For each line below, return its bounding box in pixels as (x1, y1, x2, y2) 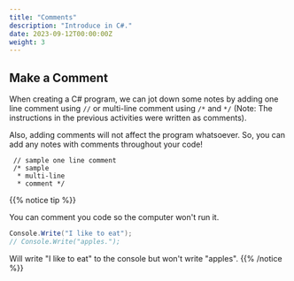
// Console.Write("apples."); (9, 237, 121, 246)
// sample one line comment (12, 156, 117, 165)
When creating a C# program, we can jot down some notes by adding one (9, 94, 279, 104)
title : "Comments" (9, 12, 77, 22)
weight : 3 (9, 37, 46, 47)
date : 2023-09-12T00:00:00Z (9, 29, 113, 38)
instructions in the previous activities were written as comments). (9, 112, 247, 124)
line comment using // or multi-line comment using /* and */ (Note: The (9, 103, 273, 114)
